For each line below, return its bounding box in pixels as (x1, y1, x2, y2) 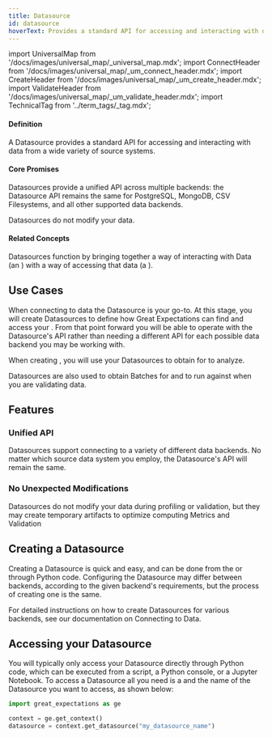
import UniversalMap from (8, 49, 96, 59)
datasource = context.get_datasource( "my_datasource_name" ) (8, 722, 216, 731)
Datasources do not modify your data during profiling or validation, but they (8, 501, 261, 511)
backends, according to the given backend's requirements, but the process (8, 580, 259, 591)
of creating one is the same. (8, 589, 102, 599)
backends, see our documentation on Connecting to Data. (8, 613, 202, 623)
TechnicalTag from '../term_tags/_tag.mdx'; (8, 100, 151, 110)
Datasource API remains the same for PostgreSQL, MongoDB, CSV (8, 191, 231, 201)
